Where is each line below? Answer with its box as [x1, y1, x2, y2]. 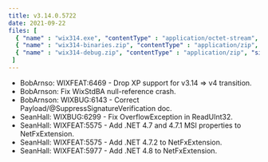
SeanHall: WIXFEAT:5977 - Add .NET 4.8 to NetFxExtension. [19, 145, 218, 156]
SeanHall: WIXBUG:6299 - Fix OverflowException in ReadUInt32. [19, 112, 234, 121]
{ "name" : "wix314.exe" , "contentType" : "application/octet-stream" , [15, 34, 259, 42]
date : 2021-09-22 [8, 19, 66, 27]
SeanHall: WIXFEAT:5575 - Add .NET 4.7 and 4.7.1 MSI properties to [19, 121, 242, 130]
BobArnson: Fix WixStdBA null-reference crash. [19, 86, 177, 96]
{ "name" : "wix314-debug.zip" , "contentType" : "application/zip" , [15, 49, 248, 57]
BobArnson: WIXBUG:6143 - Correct [19, 95, 140, 105]
